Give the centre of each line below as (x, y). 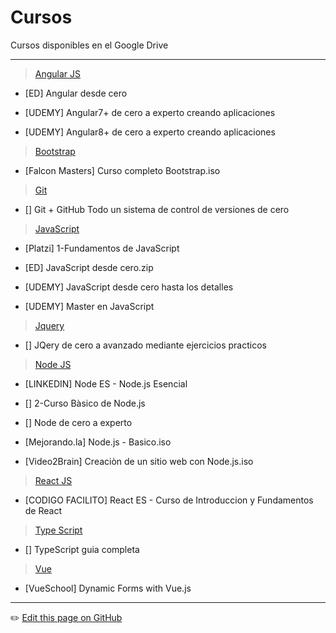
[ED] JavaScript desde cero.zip (89, 267)
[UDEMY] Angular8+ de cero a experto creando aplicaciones (150, 132)
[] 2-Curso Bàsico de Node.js (85, 403)
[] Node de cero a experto (78, 422)
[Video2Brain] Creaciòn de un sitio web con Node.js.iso (139, 461)
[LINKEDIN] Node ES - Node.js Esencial (106, 383)
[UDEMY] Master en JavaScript (89, 306)
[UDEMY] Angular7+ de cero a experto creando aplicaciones (150, 112)
